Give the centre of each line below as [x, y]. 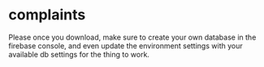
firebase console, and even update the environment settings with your [126, 45]
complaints [47, 15]
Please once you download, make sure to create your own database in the [132, 37]
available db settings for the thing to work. [79, 54]
